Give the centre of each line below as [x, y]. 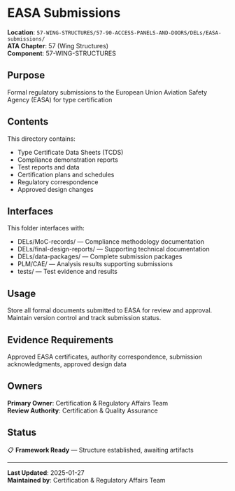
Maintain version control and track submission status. [84, 318]
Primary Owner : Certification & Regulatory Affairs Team [88, 403]
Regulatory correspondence [58, 182]
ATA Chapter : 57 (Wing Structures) [58, 46]
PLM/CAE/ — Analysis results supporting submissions [95, 264]
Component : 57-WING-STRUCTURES [62, 53]
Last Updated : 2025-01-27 [46, 472]
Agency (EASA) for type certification [60, 99]
